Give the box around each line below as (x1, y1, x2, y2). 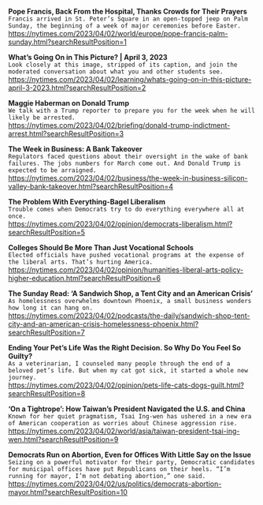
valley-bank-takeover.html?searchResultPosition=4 (8, 181, 174, 191)
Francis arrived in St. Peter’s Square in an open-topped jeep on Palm (8, 15, 248, 23)
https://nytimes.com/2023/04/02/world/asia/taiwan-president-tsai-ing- (8, 426, 240, 436)
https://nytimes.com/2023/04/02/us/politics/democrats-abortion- (8, 479, 222, 488)
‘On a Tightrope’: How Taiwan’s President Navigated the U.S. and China (8, 404, 246, 413)
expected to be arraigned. (8, 166, 97, 174)
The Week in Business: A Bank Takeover (8, 144, 143, 153)
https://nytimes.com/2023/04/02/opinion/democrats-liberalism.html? (8, 219, 233, 228)
